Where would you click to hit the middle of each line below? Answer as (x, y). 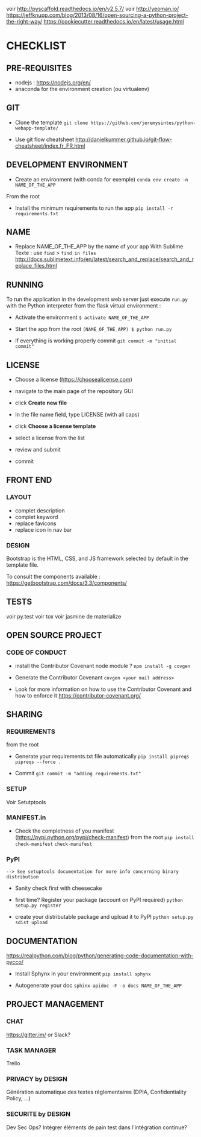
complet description (40, 510)
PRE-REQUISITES (39, 68)
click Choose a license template (55, 426)
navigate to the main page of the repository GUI (74, 391)
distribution (23, 877)
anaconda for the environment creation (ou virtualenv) (82, 89)
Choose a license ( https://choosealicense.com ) (73, 380)
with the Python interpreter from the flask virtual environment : (84, 306)
